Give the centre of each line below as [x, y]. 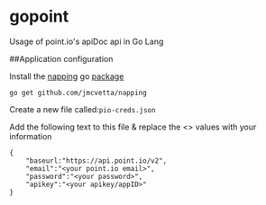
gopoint [39, 17]
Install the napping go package [67, 76]
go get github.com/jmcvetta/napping [78, 93]
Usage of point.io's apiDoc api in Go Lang [87, 41]
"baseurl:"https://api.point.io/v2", [96, 160]
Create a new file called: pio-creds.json [83, 109]
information [31, 136]
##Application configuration [61, 58]
